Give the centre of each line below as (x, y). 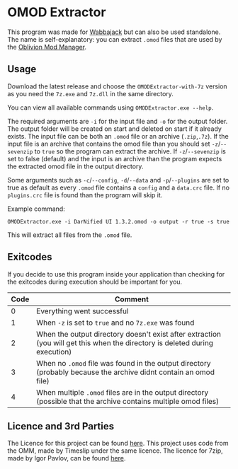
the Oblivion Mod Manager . (47, 47)
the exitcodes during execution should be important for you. (95, 282)
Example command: (36, 209)
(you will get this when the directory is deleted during (125, 342)
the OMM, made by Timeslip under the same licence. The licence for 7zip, (115, 451)
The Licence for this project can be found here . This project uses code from (118, 444)
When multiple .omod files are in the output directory (123, 392)
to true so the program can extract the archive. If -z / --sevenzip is (130, 151)
